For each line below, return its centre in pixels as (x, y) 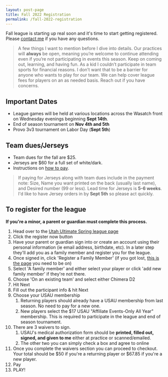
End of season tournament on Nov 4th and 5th (61, 124)
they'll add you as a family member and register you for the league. (82, 252)
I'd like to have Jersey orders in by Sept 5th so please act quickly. (86, 194)
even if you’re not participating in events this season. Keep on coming (90, 59)
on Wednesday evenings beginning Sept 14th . (60, 119)
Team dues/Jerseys (37, 145)
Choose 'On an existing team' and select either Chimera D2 (74, 279)
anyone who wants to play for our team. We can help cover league (86, 75)
